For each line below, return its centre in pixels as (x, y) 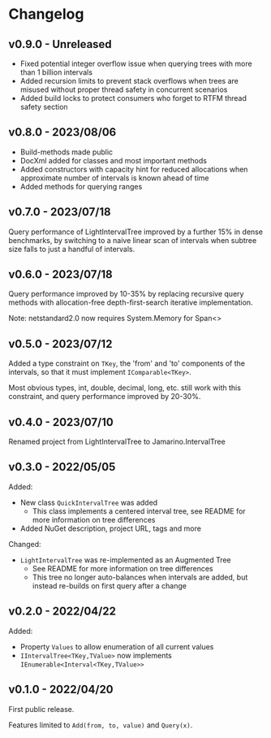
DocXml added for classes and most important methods (113, 160)
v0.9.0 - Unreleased (60, 44)
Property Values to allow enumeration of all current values (117, 646)
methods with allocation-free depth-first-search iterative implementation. (131, 302)
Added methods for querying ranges (81, 186)
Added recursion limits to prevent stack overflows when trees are (129, 81)
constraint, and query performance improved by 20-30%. (105, 397)
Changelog (46, 14)
